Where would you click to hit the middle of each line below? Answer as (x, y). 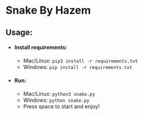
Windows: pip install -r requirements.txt (78, 67)
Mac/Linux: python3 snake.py (59, 93)
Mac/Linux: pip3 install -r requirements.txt (80, 61)
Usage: (19, 32)
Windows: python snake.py (56, 100)
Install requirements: (41, 48)
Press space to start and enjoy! (61, 106)
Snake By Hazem (48, 10)
